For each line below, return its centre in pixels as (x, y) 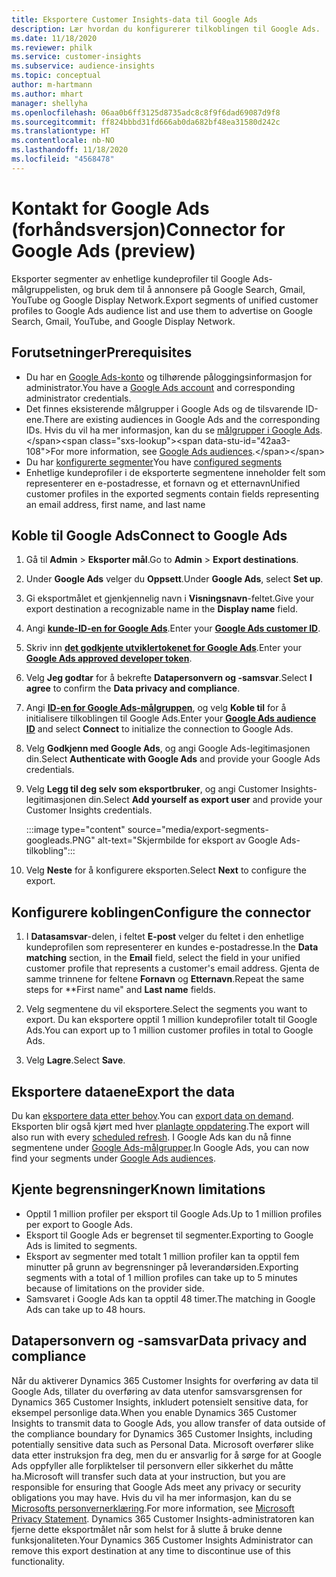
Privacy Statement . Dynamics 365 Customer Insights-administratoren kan (163, 1518)
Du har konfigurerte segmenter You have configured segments (154, 462)
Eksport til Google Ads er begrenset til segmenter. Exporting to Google (169, 1235)
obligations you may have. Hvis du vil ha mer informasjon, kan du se (151, 1497)
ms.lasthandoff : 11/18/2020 (70, 150)
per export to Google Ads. (79, 1224)
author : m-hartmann (52, 85)
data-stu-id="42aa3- (247, 440)
